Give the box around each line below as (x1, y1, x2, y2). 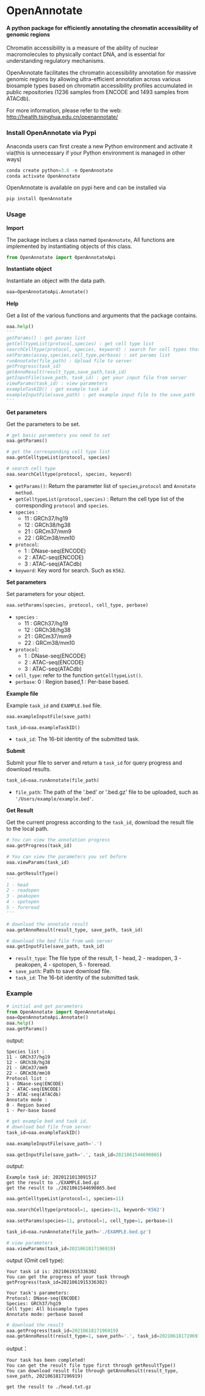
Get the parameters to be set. (6, 420, 81, 427)
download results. (6, 766, 52, 773)
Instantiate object (6, 265, 52, 272)
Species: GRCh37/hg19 (6, 1300, 62, 1307)
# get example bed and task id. (6, 1118, 88, 1124)
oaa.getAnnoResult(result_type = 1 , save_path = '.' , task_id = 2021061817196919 (6, 1333, 203, 1339)
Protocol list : (6, 1075, 48, 1082)
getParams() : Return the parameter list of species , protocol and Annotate (15, 482, 196, 489)
